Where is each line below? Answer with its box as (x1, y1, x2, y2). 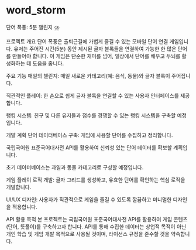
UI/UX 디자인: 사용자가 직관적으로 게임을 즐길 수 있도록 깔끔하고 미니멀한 (6, 196, 172, 203)
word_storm (6, 4, 66, 17)
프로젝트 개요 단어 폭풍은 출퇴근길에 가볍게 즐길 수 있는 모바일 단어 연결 (6, 37, 169, 44)
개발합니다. (6, 183, 32, 190)
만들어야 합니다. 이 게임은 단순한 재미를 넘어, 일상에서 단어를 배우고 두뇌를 (12, 52, 181, 59)
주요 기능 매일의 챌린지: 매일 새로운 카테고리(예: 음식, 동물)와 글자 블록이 (6, 72, 171, 79)
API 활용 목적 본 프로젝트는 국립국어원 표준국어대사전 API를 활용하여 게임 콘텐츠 (6, 215, 188, 222)
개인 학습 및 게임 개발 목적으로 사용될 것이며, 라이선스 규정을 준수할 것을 (6, 230, 170, 237)
